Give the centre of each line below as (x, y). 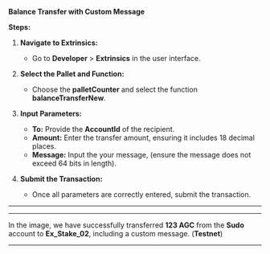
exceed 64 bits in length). (74, 163)
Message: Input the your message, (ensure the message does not (141, 155)
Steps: (19, 27)
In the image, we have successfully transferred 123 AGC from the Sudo (127, 225)
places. (44, 146)
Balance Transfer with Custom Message (77, 12)
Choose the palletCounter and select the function (115, 89)
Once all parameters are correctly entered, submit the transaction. (141, 195)
